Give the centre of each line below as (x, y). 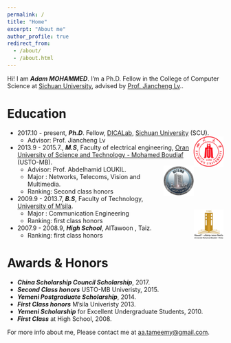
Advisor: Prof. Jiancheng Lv (66, 140)
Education (37, 114)
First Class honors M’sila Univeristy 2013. (76, 304)
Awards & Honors (58, 263)
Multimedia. (44, 184)
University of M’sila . (45, 206)
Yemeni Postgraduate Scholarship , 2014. (76, 297)
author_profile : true (38, 37)
